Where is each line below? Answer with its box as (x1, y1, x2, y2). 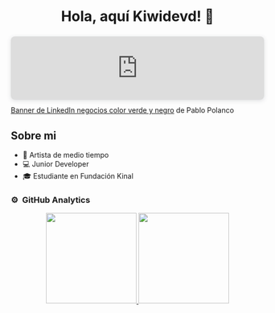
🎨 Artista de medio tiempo (22, 150, 109, 159)
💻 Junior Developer (22, 159, 89, 168)
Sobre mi (10, 129, 57, 142)
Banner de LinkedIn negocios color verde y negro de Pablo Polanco (10, 105, 234, 115)
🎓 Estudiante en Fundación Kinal (22, 171, 133, 180)
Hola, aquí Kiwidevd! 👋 (60, 7, 215, 26)
